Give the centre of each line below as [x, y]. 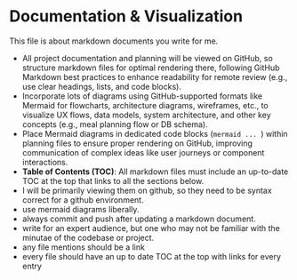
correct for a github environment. [83, 200]
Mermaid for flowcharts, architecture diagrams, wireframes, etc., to [145, 105]
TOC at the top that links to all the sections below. [113, 180]
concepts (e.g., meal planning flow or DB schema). [115, 124]
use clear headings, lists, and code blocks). [102, 86]
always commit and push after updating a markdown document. [139, 219]
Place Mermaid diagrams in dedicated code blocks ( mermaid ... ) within [155, 133]
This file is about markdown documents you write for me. [114, 41]
